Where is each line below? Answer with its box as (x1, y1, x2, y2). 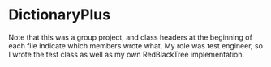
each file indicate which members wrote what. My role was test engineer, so (8, 40, 264, 50)
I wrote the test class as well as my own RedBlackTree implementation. (8, 49, 245, 59)
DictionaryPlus (8, 6, 111, 24)
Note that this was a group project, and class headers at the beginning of (8, 32, 253, 42)
